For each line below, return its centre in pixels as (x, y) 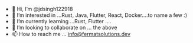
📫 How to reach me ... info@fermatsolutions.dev (71, 34)
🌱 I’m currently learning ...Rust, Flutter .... (61, 21)
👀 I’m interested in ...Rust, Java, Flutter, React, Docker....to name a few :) (99, 15)
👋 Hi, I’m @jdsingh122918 (42, 9)
